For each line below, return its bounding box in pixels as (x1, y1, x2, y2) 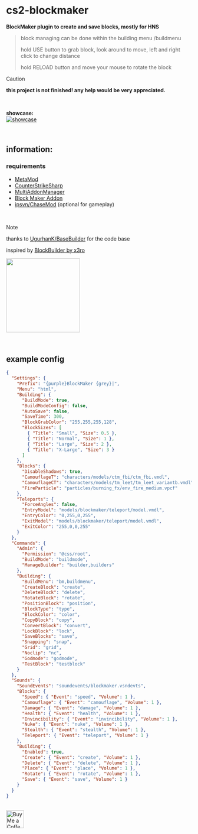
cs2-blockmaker (6, 4, 89, 17)
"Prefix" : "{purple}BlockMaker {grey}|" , (16, 381, 120, 387)
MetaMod (14, 176, 38, 183)
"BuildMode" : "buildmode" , (21, 557, 88, 563)
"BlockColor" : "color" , (21, 611, 81, 618)
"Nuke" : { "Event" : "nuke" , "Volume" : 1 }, (21, 722, 131, 728)
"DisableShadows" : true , (21, 469, 83, 475)
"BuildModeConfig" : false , (21, 403, 88, 408)
